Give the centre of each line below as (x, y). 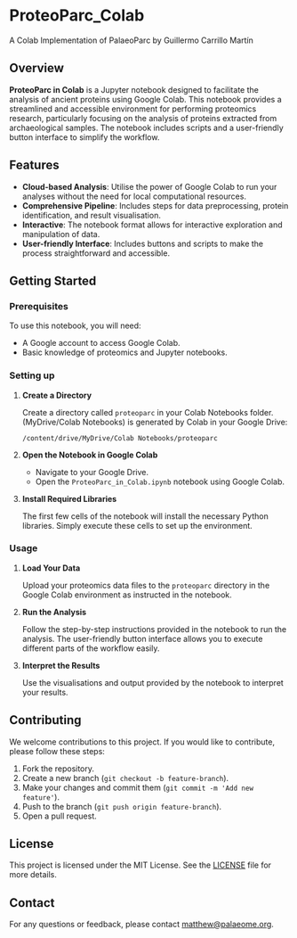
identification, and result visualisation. (92, 215)
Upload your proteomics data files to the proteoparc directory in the (146, 585)
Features (34, 165)
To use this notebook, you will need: (75, 325)
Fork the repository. (58, 769)
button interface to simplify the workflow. (84, 137)
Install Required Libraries (69, 498)
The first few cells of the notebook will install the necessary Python (145, 516)
